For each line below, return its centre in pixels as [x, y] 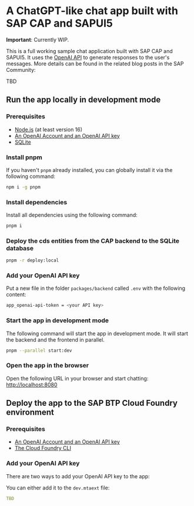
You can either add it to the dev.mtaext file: [58, 488]
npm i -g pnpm [24, 187]
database [20, 248]
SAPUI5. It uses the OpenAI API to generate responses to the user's [88, 57]
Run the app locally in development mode [83, 100]
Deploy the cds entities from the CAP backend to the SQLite [93, 241]
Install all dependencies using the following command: [72, 215]
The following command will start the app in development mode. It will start [97, 333]
